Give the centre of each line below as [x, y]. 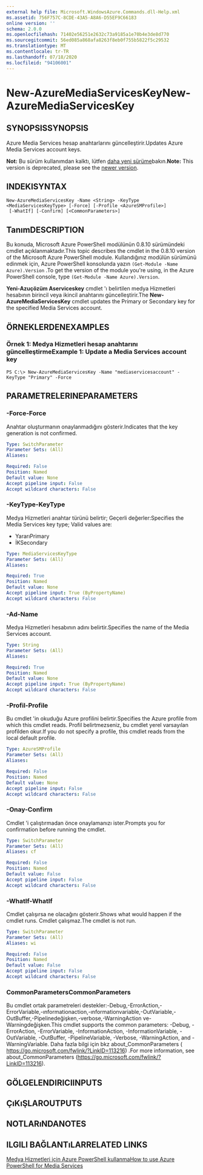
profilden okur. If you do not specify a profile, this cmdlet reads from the [95, 732]
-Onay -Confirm [29, 810]
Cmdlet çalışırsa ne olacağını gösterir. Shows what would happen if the [94, 914]
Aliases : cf [21, 852]
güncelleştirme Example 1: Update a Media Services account [96, 352]
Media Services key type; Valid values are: [59, 524]
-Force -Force [26, 413]
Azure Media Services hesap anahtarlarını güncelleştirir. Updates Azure [95, 143]
